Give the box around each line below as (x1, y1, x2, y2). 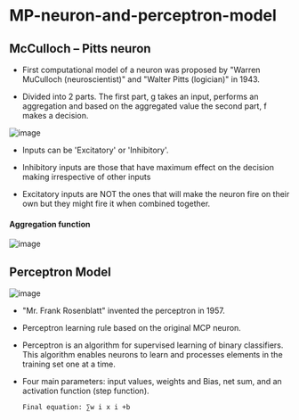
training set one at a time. (21, 358, 116, 370)
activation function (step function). (21, 385, 149, 397)
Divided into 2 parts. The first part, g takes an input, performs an (21, 91, 259, 102)
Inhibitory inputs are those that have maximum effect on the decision (21, 162, 274, 172)
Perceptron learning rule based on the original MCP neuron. (21, 323, 242, 334)
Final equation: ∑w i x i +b (21, 403, 131, 412)
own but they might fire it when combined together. (21, 198, 211, 209)
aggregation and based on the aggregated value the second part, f (21, 101, 267, 111)
